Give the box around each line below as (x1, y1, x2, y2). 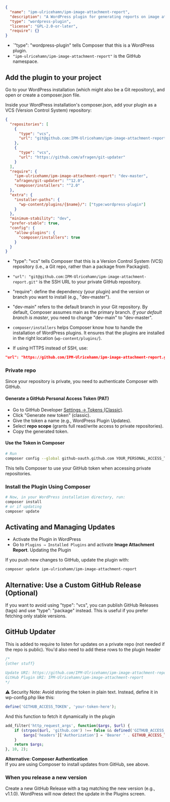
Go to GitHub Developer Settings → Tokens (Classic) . (12, 406, 123, 413)
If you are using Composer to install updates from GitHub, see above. (5, 761, 150, 768)
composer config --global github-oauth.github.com (5, 456, 114, 461)
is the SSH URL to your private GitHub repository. (38, 279, 142, 285)
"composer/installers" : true (18, 235, 80, 240)
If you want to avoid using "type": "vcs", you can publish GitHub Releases (5, 602, 158, 608)
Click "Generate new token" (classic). (12, 412, 91, 418)
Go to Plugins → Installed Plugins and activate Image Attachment (12, 542, 154, 548)
